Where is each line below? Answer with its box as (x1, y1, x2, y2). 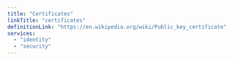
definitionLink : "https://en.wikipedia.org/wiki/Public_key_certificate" (7, 23, 227, 30)
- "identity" (13, 36, 52, 43)
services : (7, 29, 36, 37)
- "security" (13, 43, 52, 50)
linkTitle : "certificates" (7, 17, 86, 24)
